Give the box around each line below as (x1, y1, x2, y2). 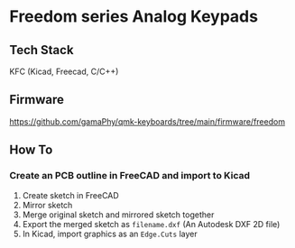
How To (9, 142, 53, 158)
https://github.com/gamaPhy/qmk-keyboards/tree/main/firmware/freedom (9, 115, 286, 127)
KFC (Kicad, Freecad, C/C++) (9, 66, 119, 77)
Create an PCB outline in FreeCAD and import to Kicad (9, 170, 251, 182)
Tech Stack (9, 42, 74, 58)
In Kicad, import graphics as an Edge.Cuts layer (22, 228, 198, 239)
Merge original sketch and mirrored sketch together (22, 209, 215, 220)
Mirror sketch (22, 199, 73, 210)
